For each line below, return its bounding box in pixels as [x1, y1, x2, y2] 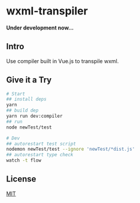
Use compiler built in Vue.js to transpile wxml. [6, 57, 119, 64]
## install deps [6, 96, 47, 103]
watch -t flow [6, 157, 42, 163]
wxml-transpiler [6, 4, 88, 18]
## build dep [6, 108, 39, 114]
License [6, 174, 36, 184]
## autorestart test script [6, 141, 77, 147]
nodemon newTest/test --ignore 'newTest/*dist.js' [6, 146, 135, 153]
